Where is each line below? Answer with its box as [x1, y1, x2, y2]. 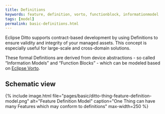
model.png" [5, 98, 29, 104]
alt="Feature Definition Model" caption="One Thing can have [30, 98, 156, 104]
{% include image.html [5, 93, 52, 99]
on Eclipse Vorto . [5, 65, 40, 71]
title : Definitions [5, 7, 46, 12]
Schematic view [5, 80, 56, 88]
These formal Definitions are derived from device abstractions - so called [5, 55, 156, 61]
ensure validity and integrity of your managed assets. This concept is [5, 40, 147, 46]
